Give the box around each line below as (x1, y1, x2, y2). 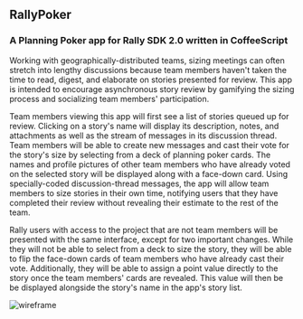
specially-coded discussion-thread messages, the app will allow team (9, 178, 270, 189)
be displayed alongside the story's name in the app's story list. (9, 282, 242, 293)
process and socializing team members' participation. (9, 93, 210, 104)
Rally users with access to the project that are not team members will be (9, 224, 279, 235)
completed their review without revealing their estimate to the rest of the (9, 197, 279, 208)
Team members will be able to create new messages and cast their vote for (9, 139, 289, 150)
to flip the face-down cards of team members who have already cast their (9, 253, 285, 264)
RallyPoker (9, 7, 72, 23)
